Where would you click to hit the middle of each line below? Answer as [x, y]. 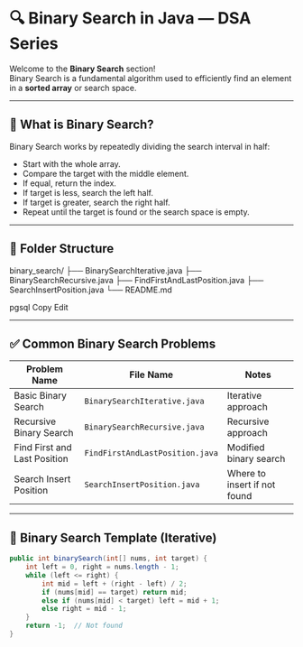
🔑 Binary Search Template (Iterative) [113, 537]
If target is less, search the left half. [87, 192]
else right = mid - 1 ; [84, 609]
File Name [151, 374]
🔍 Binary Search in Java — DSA [130, 18]
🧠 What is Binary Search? [82, 125]
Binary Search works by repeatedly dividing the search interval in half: [140, 146]
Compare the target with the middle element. [106, 173]
